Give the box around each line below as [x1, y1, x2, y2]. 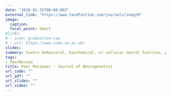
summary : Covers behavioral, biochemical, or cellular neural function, [5, 50, 163, 55]
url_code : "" [5, 69, 33, 74]
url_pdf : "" [5, 74, 31, 79]
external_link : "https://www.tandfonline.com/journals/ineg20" [5, 12, 142, 17]
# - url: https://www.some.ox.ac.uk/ [5, 41, 85, 46]
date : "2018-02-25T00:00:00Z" [5, 7, 70, 13]
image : [5, 17, 19, 22]
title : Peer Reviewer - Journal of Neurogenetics [5, 64, 113, 69]
